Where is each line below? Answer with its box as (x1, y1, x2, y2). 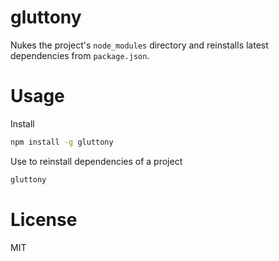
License (10, 208, 78, 231)
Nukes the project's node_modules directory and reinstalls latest (10, 39, 269, 51)
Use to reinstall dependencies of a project (10, 155, 183, 167)
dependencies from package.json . (10, 49, 150, 61)
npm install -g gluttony (10, 137, 114, 147)
